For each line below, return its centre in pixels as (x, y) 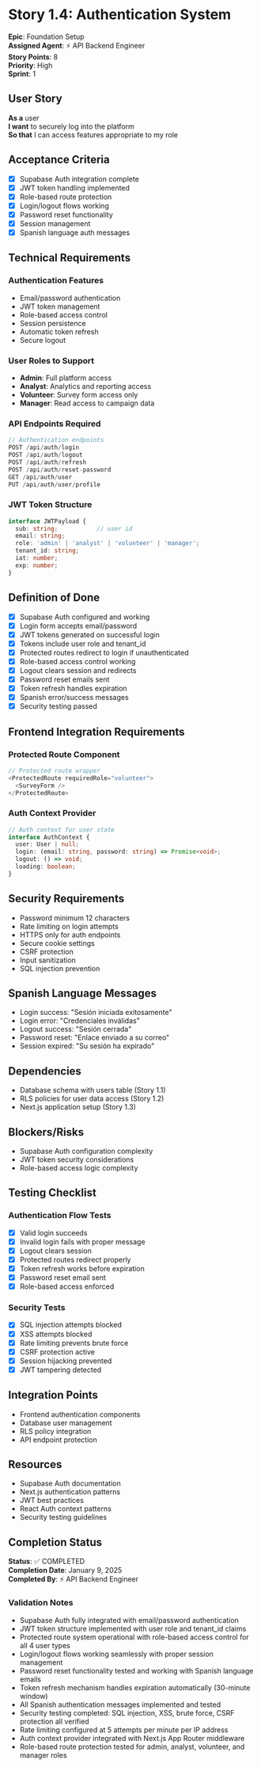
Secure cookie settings (57, 943)
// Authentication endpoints (56, 440)
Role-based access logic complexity (79, 1168)
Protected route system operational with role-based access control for (134, 1637)
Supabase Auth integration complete (79, 179)
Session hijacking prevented (66, 1361)
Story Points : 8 (33, 56)
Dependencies (45, 1071)
